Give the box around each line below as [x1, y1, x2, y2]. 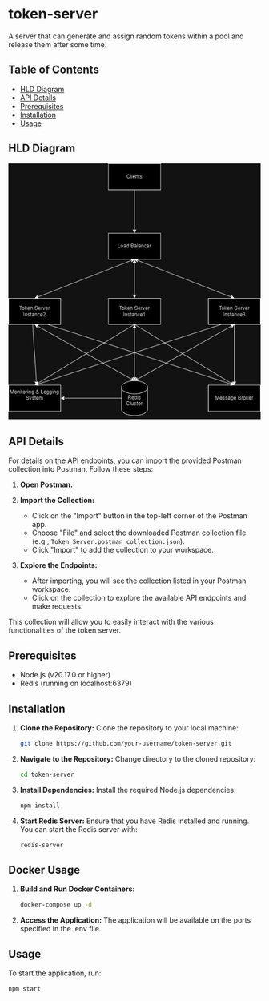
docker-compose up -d [19, 901, 92, 909]
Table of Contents [8, 63, 100, 77]
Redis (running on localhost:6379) [19, 678, 132, 689]
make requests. [31, 601, 83, 611]
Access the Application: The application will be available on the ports [19, 915, 251, 925]
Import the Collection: [19, 496, 94, 505]
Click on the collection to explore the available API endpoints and [31, 593, 247, 603]
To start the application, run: [8, 968, 102, 978]
